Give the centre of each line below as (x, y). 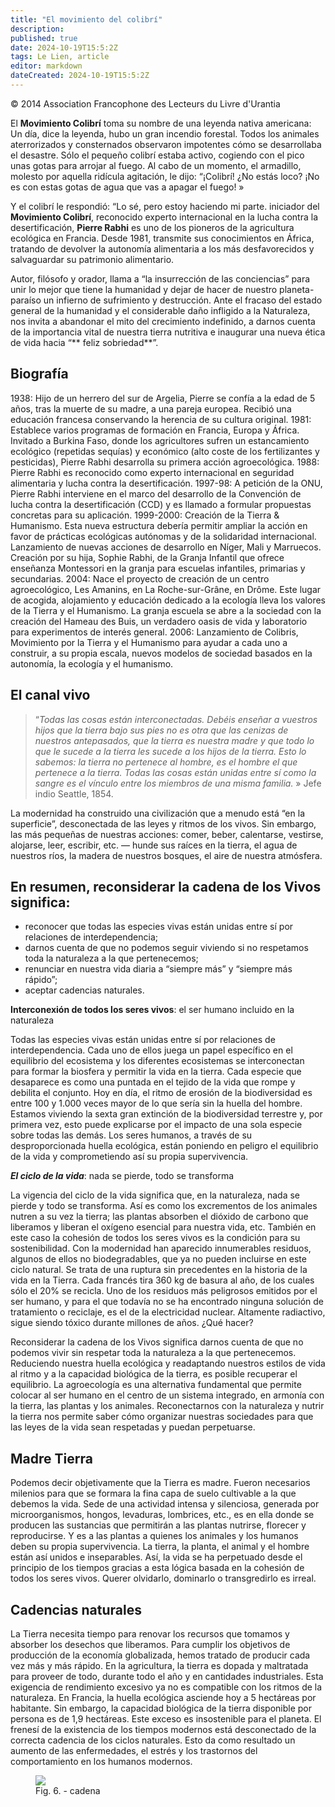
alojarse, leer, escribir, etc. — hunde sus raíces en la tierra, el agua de (154, 845)
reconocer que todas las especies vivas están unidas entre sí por (159, 927)
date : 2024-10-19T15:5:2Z (64, 47)
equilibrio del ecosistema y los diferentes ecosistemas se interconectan (157, 1061)
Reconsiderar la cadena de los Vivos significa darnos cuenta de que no (157, 1342)
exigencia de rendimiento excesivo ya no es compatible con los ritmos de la (166, 1687)
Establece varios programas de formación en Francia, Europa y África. (155, 430)
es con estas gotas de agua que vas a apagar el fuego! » (127, 187)
